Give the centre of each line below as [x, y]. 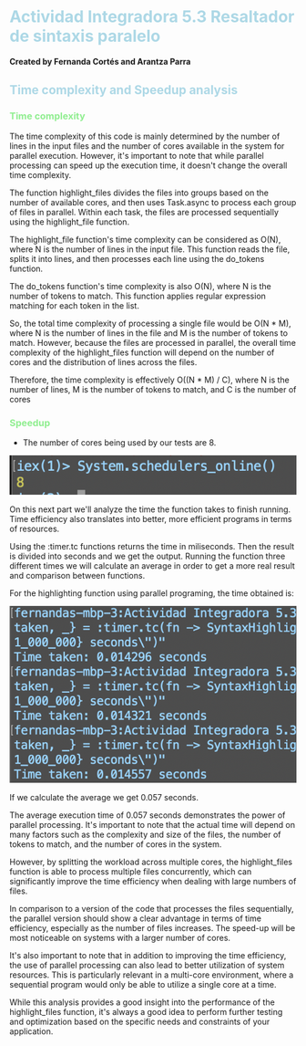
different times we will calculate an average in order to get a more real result [153, 565]
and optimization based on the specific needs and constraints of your [140, 1022]
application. [31, 1031]
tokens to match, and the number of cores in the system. [116, 844]
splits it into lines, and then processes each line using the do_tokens [137, 258]
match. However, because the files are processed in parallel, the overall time [153, 342]
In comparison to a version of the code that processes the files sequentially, [152, 909]
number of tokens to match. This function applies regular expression [138, 296]
